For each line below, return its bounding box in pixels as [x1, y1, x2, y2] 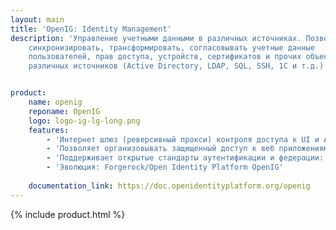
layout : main [10, 14, 65, 25]
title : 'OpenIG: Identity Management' [10, 24, 172, 34]
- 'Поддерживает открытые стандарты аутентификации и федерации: [46, 153, 325, 163]
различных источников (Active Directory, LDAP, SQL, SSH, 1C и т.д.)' [28, 61, 329, 71]
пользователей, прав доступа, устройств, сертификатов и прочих [28, 52, 302, 62]
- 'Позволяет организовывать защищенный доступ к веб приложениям [46, 144, 329, 154]
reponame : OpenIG [28, 106, 101, 116]
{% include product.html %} [10, 208, 126, 220]
